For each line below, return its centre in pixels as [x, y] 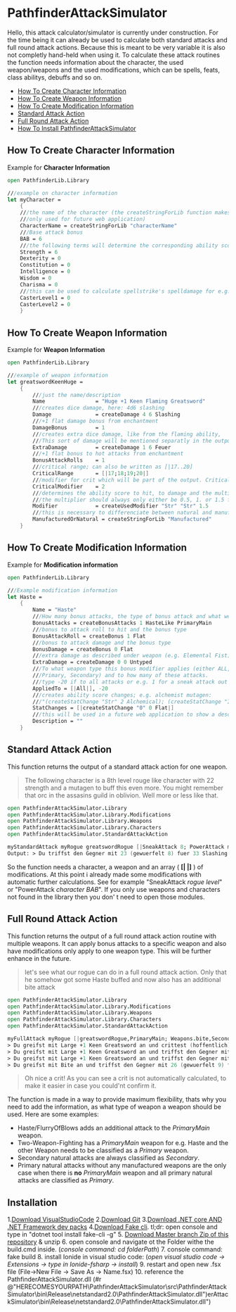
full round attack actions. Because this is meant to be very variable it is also [117, 47]
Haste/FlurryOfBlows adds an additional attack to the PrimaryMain [114, 1128]
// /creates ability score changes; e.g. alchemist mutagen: [122, 695]
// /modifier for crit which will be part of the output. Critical [132, 480]
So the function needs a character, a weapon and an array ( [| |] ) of [105, 866]
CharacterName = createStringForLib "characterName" [99, 226]
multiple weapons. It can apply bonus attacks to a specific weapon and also [117, 943]
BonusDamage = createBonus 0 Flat [83, 649]
